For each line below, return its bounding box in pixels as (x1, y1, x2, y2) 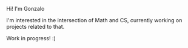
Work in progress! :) (6, 35, 56, 41)
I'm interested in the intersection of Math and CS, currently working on (6, 17, 183, 23)
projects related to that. (6, 23, 65, 30)
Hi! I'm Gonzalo (6, 5, 45, 12)
